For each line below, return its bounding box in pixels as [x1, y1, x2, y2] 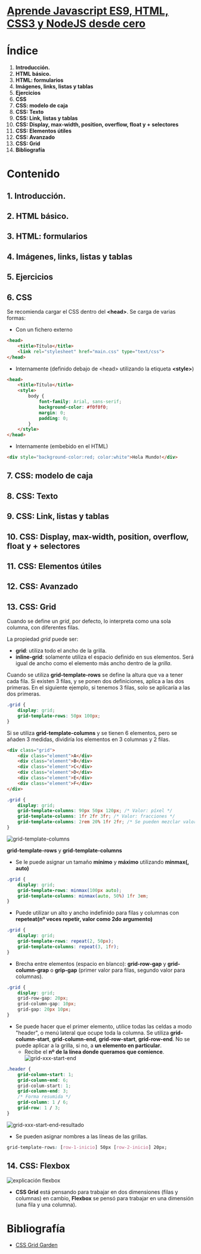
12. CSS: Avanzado [7, 582, 78, 592]
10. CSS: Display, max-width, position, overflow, [7, 532, 189, 542]
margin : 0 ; [38, 410, 66, 416]
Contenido [7, 167, 60, 181]
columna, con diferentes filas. [7, 624, 80, 631]
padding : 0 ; [38, 415, 69, 421]
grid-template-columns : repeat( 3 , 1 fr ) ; [17, 944, 119, 950]
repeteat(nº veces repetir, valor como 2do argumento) [15, 916, 153, 923]
